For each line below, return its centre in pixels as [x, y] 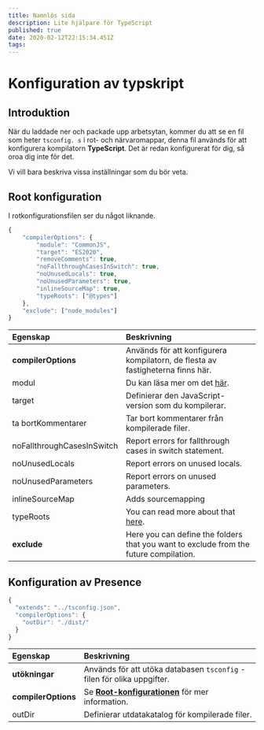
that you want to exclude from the [187, 544]
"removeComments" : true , [77, 259]
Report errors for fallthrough [178, 441]
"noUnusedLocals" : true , [77, 274]
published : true [35, 30]
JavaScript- [203, 396]
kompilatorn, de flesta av [171, 361]
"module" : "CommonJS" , [73, 245]
